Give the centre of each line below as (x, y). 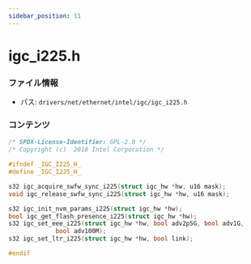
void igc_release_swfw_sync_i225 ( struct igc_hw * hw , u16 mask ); (119, 194)
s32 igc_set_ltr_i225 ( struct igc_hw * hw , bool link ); (101, 239)
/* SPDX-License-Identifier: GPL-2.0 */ (78, 143)
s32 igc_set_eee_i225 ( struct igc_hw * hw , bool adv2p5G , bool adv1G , (126, 224)
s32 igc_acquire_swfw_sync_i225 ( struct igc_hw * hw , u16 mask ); (117, 186)
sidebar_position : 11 (45, 16)
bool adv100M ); (81, 232)
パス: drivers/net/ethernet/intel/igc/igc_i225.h (104, 102)
